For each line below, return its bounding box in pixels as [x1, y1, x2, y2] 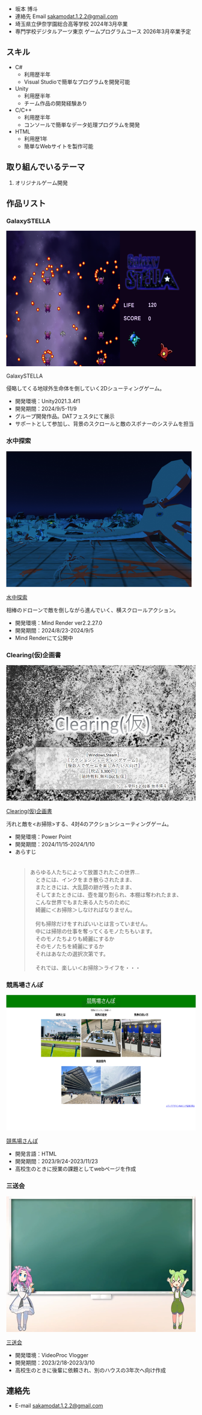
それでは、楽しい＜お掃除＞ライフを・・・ [35, 964, 141, 971]
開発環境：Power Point [14, 833, 72, 840]
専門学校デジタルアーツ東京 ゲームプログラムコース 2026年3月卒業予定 [14, 28, 191, 35]
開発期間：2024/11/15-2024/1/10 [14, 840, 95, 848]
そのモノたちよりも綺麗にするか [35, 935, 115, 942]
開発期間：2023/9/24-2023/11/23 [14, 1158, 98, 1165]
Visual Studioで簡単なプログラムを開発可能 [23, 78, 130, 86]
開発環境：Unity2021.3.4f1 [14, 398, 81, 405]
